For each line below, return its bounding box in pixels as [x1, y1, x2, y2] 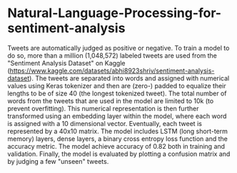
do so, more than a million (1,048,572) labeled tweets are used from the [7, 51, 218, 60]
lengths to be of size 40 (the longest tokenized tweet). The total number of [7, 89, 227, 98]
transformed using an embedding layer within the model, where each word [7, 112, 227, 120]
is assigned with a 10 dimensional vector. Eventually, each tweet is [7, 119, 202, 127]
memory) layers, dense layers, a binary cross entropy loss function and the [7, 134, 228, 143]
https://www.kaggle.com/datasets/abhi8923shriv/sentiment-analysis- [9, 66, 215, 75]
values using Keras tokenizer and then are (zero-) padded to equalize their [7, 81, 226, 90]
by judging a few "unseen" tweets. [7, 157, 109, 165]
